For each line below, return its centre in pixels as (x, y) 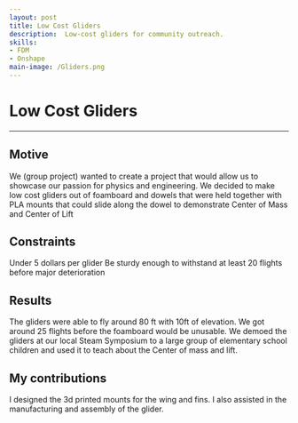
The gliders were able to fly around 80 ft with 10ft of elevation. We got (137, 322)
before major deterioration (57, 273)
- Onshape (27, 59)
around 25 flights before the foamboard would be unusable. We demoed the (148, 331)
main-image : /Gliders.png (57, 68)
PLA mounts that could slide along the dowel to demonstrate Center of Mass (149, 204)
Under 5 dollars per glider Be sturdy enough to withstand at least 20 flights (146, 263)
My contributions (58, 378)
